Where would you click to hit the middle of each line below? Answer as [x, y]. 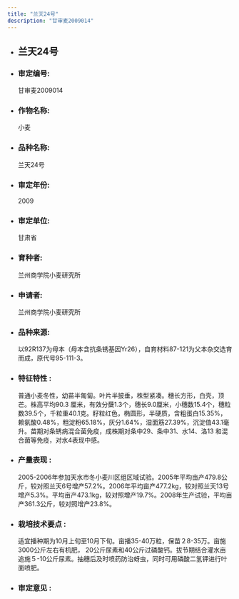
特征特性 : [35, 378]
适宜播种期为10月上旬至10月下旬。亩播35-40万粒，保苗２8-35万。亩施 [122, 541]
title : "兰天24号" [33, 14]
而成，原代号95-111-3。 [52, 358]
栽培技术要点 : [42, 524]
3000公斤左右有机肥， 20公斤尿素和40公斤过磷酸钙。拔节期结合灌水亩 [122, 550]
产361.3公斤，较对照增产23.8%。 [67, 503]
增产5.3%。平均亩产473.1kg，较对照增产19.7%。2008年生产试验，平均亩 [125, 495]
